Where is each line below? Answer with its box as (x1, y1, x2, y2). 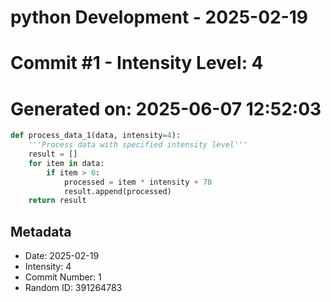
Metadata (10, 223, 72, 240)
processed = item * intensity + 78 (63, 177, 213, 187)
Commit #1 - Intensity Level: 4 (10, 52, 264, 75)
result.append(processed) (63, 186, 172, 196)
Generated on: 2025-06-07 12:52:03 (10, 97, 322, 120)
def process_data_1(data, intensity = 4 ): (10, 131, 182, 141)
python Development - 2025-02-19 (10, 6, 309, 29)
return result (28, 196, 87, 206)
